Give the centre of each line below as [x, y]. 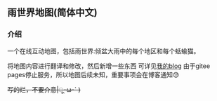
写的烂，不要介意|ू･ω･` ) [44, 89]
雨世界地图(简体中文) [52, 13]
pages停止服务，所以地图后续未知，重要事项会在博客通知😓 [93, 74]
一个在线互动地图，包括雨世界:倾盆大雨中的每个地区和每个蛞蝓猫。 [104, 50]
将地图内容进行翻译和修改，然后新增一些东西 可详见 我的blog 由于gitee [109, 66]
